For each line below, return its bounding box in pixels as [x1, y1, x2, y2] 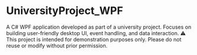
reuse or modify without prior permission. [6, 42, 108, 49]
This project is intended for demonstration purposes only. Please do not [6, 36, 182, 43]
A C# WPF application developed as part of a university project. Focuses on [6, 23, 192, 30]
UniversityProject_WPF [6, 4, 123, 18]
